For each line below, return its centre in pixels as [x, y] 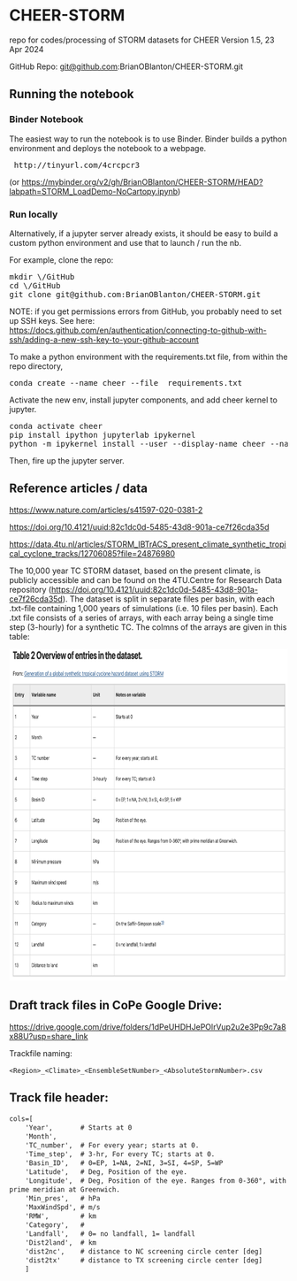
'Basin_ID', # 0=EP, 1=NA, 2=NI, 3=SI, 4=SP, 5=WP [124, 1163]
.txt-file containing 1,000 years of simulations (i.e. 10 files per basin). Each [144, 608]
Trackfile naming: [41, 1053]
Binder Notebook [46, 119]
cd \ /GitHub [35, 285]
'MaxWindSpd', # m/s [63, 1208]
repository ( [30, 589]
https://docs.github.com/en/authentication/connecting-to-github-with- [138, 330]
